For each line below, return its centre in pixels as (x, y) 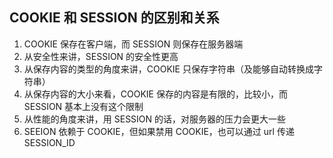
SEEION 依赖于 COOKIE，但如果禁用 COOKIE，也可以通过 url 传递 (159, 131)
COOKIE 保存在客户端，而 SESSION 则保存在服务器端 (133, 44)
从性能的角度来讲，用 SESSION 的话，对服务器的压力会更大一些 (155, 119)
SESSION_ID (49, 142)
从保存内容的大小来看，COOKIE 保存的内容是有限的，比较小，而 (155, 94)
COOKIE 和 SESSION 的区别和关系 (114, 18)
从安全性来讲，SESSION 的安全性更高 (101, 56)
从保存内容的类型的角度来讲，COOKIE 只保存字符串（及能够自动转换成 (168, 69)
